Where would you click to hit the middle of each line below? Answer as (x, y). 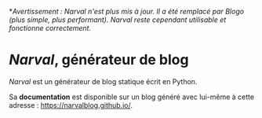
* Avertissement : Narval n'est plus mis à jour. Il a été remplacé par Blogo (127, 11)
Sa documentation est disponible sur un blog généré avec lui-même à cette (131, 97)
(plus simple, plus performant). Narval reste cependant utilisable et (118, 20)
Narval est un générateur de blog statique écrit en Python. (103, 81)
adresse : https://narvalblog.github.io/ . (71, 105)
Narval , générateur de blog (99, 60)
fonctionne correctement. (50, 28)
